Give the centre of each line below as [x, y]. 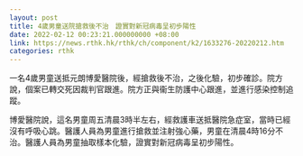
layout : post [34, 18]
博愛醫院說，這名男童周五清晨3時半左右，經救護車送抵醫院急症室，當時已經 [150, 120]
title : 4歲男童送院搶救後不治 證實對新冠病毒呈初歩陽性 [103, 26]
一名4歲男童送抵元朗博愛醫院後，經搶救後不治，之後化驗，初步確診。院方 [147, 78]
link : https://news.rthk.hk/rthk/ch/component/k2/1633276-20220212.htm [147, 43]
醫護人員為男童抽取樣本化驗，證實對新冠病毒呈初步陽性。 [132, 142]
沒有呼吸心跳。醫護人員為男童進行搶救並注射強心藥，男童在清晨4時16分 [142, 131]
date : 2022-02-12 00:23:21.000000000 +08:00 [94, 34]
